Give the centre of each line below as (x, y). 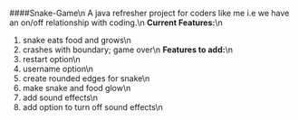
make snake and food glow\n (77, 88)
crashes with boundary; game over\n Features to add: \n (128, 50)
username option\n (58, 69)
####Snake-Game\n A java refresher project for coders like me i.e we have (149, 13)
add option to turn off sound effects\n (92, 107)
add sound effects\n (60, 97)
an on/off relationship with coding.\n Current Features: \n (116, 23)
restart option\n (52, 59)
